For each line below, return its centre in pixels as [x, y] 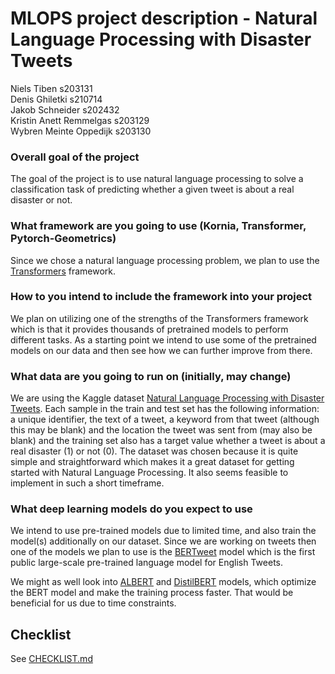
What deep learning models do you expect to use [131, 509]
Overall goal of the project [75, 157]
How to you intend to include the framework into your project [161, 297]
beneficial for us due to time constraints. [93, 603]
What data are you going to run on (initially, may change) [151, 376]
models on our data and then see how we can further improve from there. [161, 350]
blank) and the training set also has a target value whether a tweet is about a [168, 441]
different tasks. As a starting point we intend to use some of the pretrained [163, 339]
